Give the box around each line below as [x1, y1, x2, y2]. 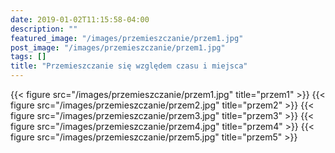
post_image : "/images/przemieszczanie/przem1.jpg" [10, 42, 226, 53]
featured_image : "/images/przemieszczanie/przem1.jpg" [10, 33, 244, 43]
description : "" [10, 24, 78, 34]
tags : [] [10, 52, 47, 62]
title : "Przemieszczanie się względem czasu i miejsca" [10, 61, 248, 71]
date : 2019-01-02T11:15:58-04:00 [10, 14, 150, 25]
